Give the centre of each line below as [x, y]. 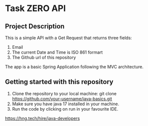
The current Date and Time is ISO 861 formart [57, 52]
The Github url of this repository [44, 57]
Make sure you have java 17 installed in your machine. [66, 104]
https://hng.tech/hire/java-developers [43, 118]
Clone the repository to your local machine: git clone [64, 93]
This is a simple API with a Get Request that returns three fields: [68, 38]
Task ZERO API [36, 8]
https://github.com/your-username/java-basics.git [62, 98]
